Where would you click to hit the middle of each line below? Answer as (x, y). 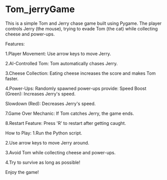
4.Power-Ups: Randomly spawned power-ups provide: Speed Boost (76, 88)
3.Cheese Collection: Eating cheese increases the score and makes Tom (80, 73)
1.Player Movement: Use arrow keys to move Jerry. (58, 54)
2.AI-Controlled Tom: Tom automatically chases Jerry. (61, 63)
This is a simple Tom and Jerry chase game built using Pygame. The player (83, 23)
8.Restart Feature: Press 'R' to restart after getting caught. (66, 123)
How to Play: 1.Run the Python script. (44, 133)
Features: (15, 43)
